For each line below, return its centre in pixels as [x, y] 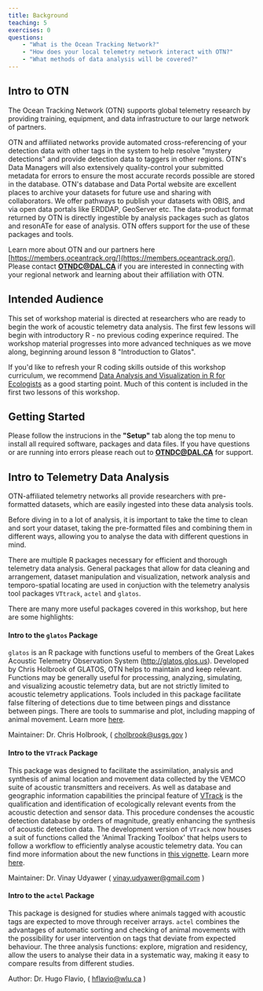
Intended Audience [56, 300]
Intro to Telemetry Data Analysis [89, 477]
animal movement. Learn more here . [67, 719]
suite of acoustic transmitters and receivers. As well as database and [120, 787]
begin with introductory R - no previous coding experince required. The [124, 335]
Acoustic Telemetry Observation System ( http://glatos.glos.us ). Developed [128, 661]
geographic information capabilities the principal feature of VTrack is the [126, 795]
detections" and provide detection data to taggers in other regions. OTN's [128, 159]
